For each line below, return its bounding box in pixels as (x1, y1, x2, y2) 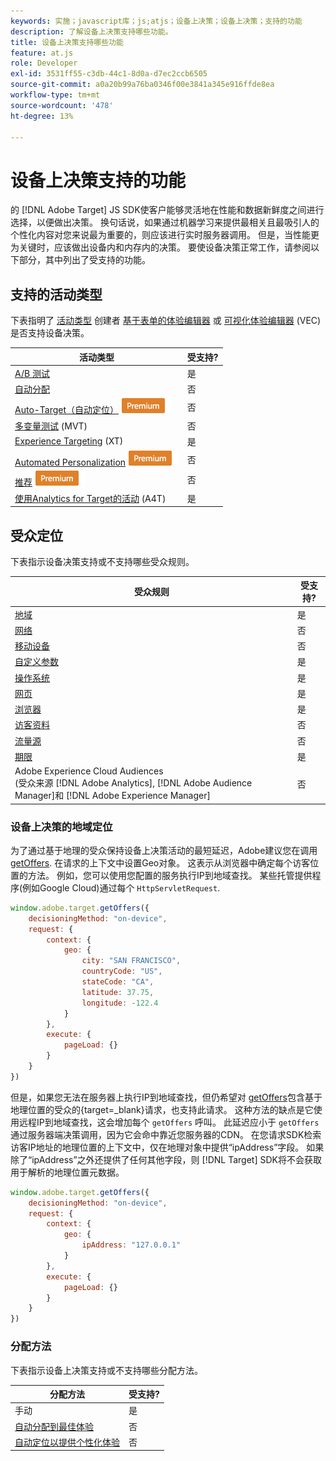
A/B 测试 (14, 367, 50, 379)
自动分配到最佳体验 (14, 1420, 94, 1432)
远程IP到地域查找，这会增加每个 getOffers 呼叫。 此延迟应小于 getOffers (18, 1116, 320, 1128)
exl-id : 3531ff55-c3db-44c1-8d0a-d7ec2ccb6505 (10, 69, 208, 79)
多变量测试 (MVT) (14, 420, 88, 432)
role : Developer (10, 58, 78, 69)
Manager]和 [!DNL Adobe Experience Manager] (14, 790, 211, 802)
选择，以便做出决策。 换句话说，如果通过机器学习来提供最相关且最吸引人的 (10, 216, 320, 229)
